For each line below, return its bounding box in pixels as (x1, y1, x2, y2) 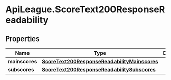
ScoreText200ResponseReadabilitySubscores (42, 66, 156, 73)
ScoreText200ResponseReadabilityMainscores (42, 58, 159, 65)
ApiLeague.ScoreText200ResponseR (5, 4, 165, 15)
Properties (5, 34, 40, 43)
